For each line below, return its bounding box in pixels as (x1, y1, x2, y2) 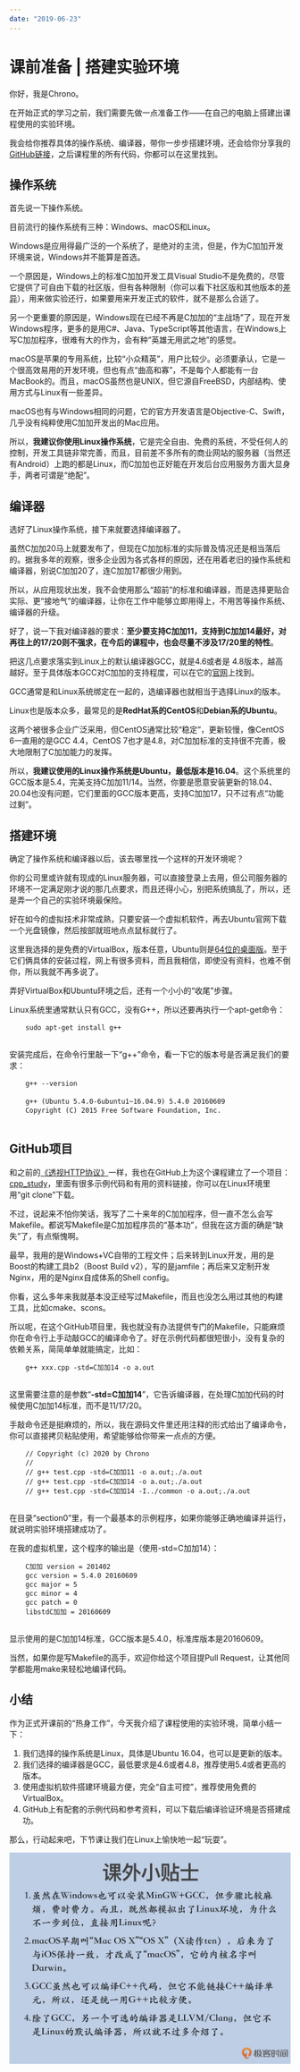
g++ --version (25, 1079, 78, 1088)
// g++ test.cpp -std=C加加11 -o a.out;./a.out (25, 1467, 203, 1476)
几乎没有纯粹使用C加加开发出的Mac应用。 (9, 417, 164, 429)
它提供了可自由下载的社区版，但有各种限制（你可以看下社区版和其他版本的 (9, 282, 283, 293)
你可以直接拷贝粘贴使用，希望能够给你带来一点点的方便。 (9, 1430, 221, 1440)
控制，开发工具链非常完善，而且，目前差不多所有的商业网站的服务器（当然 (9, 447, 283, 458)
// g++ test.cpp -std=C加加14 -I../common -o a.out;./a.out (25, 1486, 251, 1496)
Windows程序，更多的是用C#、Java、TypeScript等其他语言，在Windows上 (9, 323, 287, 335)
